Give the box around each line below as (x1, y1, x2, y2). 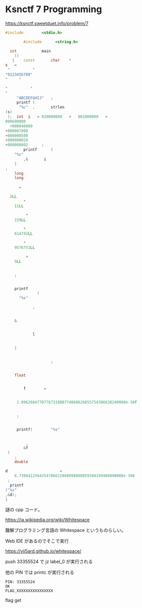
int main (10, 48, 51, 54)
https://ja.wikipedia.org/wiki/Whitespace (5, 517, 90, 523)
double (14, 459, 28, 464)
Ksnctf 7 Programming (5, 4, 102, 15)
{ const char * (12, 58, 72, 63)
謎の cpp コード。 (5, 507, 43, 513)
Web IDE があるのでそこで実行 (5, 538, 69, 544)
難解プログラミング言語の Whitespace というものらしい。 (5, 527, 126, 533)
